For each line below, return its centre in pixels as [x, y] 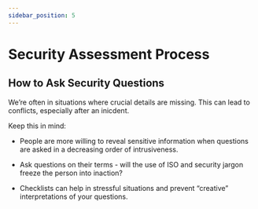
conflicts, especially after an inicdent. [69, 110]
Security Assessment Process [109, 54]
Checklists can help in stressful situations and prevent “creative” [124, 188]
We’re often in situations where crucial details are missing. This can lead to [129, 102]
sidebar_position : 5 [42, 15]
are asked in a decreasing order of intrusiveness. [99, 149]
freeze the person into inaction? [71, 173]
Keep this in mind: [37, 126]
